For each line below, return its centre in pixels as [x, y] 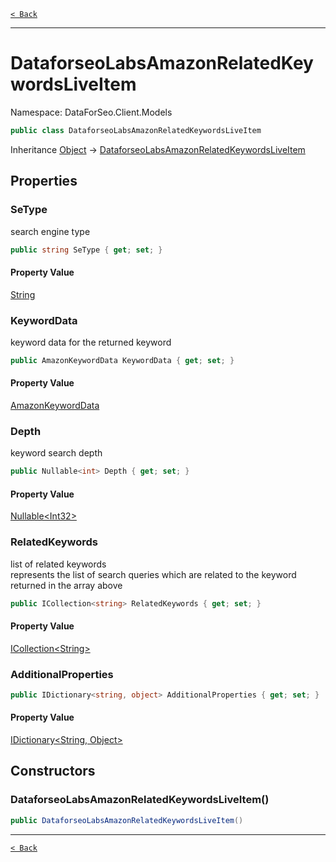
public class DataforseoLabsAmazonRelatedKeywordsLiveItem [136, 130]
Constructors [53, 771]
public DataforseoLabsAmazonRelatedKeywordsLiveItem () [127, 820]
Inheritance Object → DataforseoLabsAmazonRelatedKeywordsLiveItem [158, 149]
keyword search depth [56, 453]
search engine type [50, 231]
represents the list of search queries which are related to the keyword [153, 574]
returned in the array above [66, 585]
